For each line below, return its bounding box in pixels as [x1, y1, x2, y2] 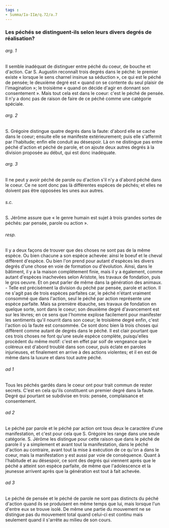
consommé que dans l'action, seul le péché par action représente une [5, 296, 151, 302]
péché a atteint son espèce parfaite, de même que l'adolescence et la [5, 463, 151, 469]
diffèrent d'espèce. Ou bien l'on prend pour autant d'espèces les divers [5, 258, 154, 264]
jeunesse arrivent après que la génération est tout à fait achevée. [5, 468, 141, 474]
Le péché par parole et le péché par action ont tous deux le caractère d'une [5, 425, 163, 431]
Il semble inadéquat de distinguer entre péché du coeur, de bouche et [5, 63, 151, 69]
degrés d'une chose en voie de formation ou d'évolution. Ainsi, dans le [5, 263, 153, 269]
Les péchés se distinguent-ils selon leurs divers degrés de [5, 29, 152, 36]
